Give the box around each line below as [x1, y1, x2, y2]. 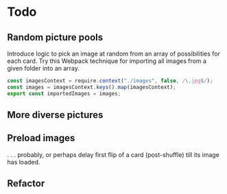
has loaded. [7, 158, 40, 166]
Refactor [7, 178, 45, 189]
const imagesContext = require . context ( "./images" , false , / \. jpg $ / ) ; [7, 77, 213, 84]
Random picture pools [7, 32, 104, 43]
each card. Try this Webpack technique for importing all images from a [7, 57, 207, 65]
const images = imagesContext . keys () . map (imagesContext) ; [7, 84, 176, 90]
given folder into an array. [7, 64, 80, 72]
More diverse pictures [7, 109, 104, 121]
